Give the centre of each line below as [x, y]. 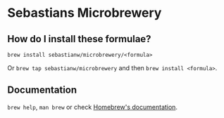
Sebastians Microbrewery [85, 13]
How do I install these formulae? [79, 39]
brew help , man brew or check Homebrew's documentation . [93, 107]
